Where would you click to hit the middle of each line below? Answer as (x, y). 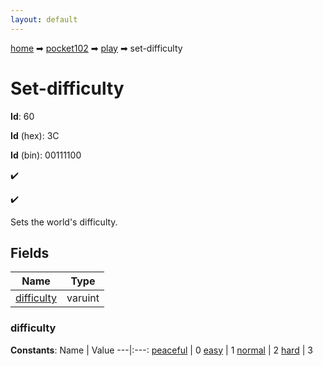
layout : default (44, 19)
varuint (83, 298)
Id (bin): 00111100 (46, 155)
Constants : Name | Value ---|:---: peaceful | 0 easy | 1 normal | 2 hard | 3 (161, 350)
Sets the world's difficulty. (64, 222)
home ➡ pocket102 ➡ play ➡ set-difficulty (96, 48)
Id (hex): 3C (35, 135)
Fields (30, 252)
